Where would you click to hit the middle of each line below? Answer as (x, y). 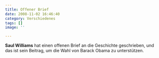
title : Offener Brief (27, 9)
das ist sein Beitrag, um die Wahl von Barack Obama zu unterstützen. (74, 51)
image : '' (15, 28)
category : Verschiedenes (30, 18)
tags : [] (14, 23)
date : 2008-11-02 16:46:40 (32, 14)
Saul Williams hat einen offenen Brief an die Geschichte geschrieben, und (80, 45)
